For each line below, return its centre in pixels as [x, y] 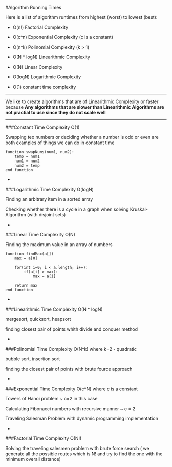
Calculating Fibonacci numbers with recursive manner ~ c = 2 [70, 409]
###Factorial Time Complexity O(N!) [44, 438]
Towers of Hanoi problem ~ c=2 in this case [51, 399]
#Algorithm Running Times [34, 7]
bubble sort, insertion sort [33, 359]
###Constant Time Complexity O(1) [42, 127]
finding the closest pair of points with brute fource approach [69, 369]
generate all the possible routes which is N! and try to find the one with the [84, 454]
